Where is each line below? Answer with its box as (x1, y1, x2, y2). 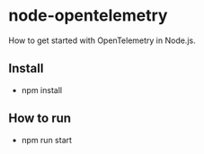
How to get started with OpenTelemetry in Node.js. (8, 35, 196, 46)
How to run (8, 111, 72, 126)
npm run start (21, 134, 73, 145)
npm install (21, 84, 63, 95)
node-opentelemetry (8, 5, 168, 26)
